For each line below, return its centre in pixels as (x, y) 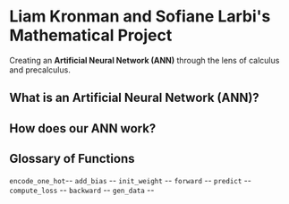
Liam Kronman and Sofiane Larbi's (140, 17)
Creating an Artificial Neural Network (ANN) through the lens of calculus (144, 60)
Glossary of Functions (72, 159)
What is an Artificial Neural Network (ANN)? (134, 98)
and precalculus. (40, 70)
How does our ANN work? (83, 128)
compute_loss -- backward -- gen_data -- (82, 190)
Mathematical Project (91, 35)
